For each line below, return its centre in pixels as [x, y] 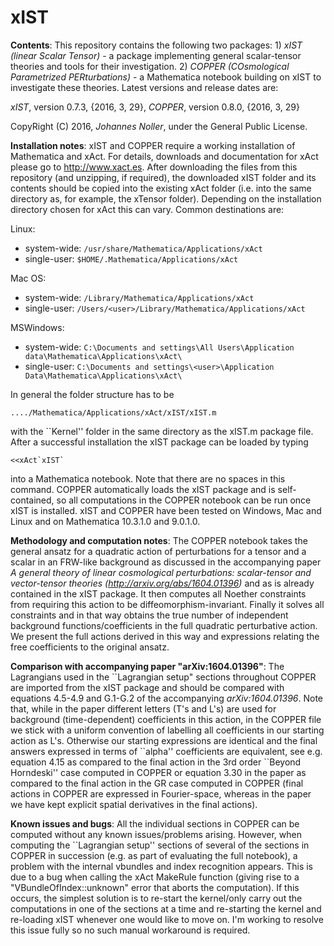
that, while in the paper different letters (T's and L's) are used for [143, 708]
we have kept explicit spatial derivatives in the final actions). [134, 804]
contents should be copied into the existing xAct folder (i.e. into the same [161, 188]
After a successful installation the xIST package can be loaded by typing [159, 442]
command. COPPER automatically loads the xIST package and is [143, 489]
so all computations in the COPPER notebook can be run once [184, 500]
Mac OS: [28, 278]
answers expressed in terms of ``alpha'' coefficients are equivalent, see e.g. [166, 751]
